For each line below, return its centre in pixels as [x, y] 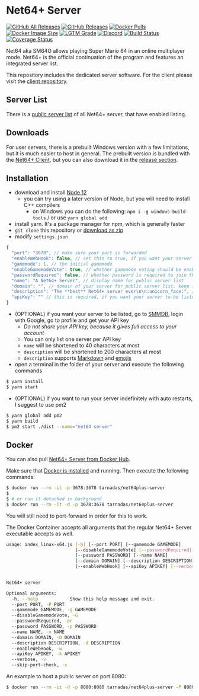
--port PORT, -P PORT [38, 604]
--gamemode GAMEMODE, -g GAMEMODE [54, 610]
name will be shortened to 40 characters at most [81, 345]
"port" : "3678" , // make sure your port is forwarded [79, 253]
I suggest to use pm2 [41, 404]
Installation [27, 178]
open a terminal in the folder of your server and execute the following [99, 364]
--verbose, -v [29, 660]
